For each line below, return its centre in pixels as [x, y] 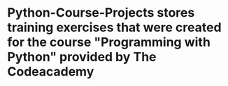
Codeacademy [51, 72]
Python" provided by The [82, 57]
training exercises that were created [114, 27]
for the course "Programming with [109, 42]
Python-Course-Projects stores [101, 13]
